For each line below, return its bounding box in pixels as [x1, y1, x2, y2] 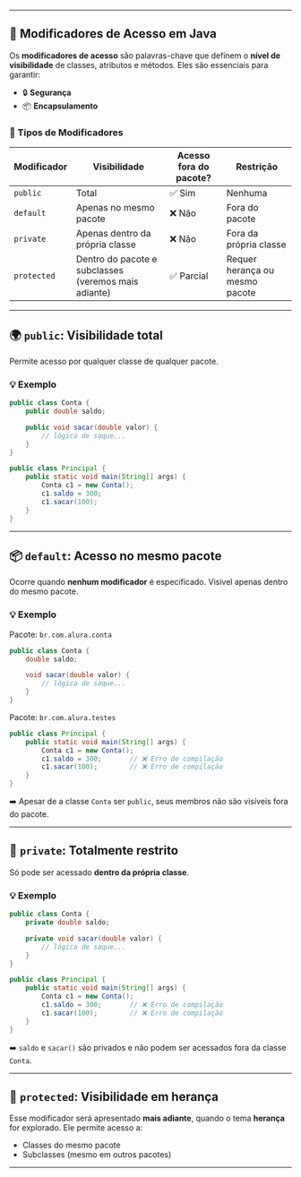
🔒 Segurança [21, 87, 72, 98]
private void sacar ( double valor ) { [25, 933, 163, 943]
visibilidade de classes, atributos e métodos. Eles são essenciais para [9, 59, 269, 70]
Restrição [236, 160, 278, 173]
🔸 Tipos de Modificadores [9, 126, 124, 139]
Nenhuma [226, 187, 268, 200]
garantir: [9, 69, 41, 80]
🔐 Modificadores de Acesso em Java [9, 26, 217, 41]
